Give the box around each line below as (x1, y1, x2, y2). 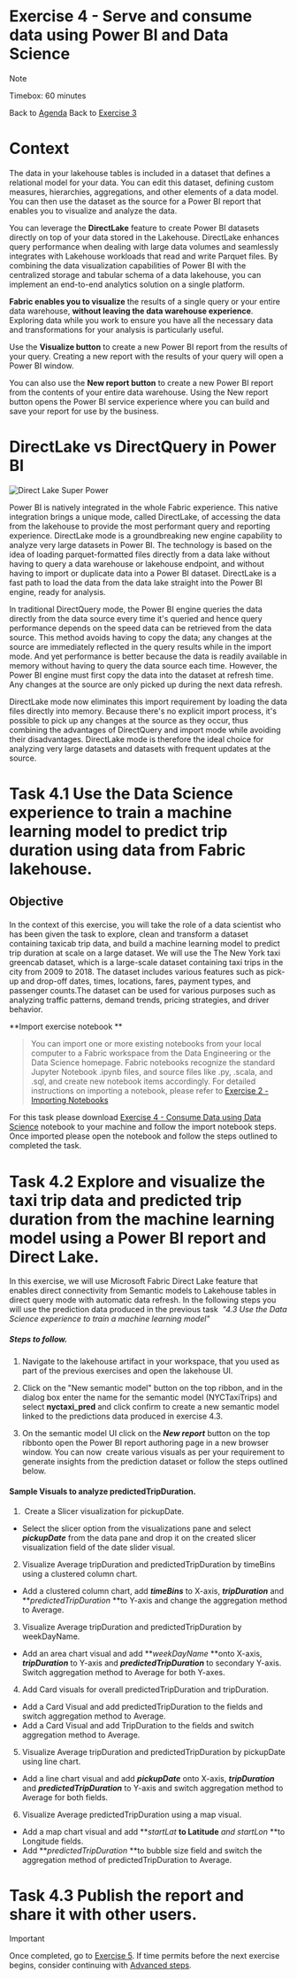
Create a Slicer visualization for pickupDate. (24, 1505, 184, 1516)
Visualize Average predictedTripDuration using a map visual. (21, 1809, 242, 1820)
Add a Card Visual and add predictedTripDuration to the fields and (21, 1701, 263, 1712)
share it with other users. (9, 1904, 197, 1924)
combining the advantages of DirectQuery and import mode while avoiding (9, 724, 281, 735)
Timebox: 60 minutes (9, 90, 87, 101)
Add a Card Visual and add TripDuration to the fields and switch (21, 1720, 255, 1730)
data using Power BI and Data (9, 25, 229, 45)
